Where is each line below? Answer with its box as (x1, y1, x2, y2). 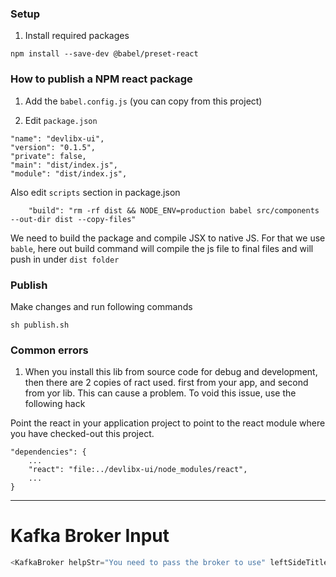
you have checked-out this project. (10, 428, 155, 440)
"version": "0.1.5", (10, 142, 97, 152)
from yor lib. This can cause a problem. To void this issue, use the (24, 387, 297, 399)
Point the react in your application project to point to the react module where (10, 417, 326, 429)
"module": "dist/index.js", (10, 168, 128, 179)
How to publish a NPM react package (10, 72, 193, 86)
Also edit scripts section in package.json (10, 186, 181, 198)
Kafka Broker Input (10, 525, 170, 547)
